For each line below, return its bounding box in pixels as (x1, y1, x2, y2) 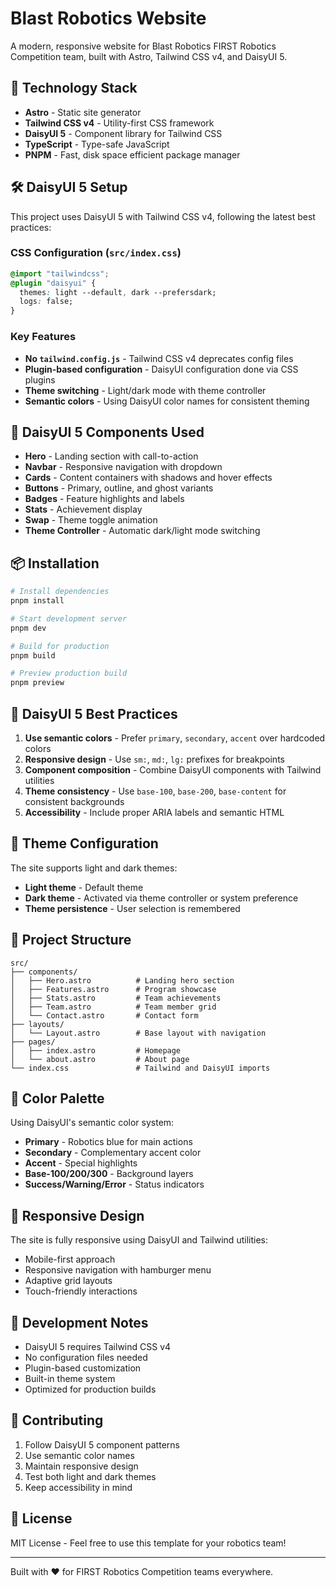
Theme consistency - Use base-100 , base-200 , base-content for (24, 785, 287, 797)
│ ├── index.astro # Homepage (10, 1045, 182, 1056)
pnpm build (10, 650, 56, 661)
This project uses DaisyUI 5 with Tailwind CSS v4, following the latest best (10, 210, 316, 222)
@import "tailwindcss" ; (10, 268, 110, 279)
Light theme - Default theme (24, 881, 144, 893)
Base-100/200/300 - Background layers (24, 1168, 194, 1180)
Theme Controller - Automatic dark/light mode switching (24, 525, 261, 537)
